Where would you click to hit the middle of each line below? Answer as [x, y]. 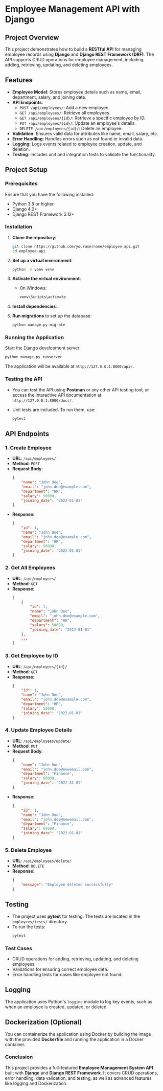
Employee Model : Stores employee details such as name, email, [77, 92]
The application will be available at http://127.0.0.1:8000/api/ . [70, 366]
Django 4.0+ [25, 209]
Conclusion [19, 1057]
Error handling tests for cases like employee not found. [68, 974]
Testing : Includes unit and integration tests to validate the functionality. [84, 154]
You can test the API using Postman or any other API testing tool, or [81, 389]
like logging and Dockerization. [36, 1083]
